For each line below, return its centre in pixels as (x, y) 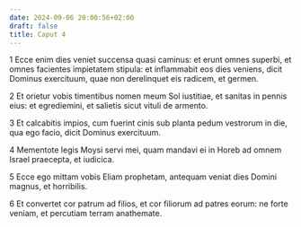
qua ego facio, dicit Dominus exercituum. (85, 133)
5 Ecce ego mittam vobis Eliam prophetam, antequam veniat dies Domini (143, 177)
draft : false (34, 26)
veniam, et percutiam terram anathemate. (86, 214)
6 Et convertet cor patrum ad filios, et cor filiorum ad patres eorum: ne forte (149, 204)
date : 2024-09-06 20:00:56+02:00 (72, 17)
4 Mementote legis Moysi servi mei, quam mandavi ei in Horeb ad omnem (146, 150)
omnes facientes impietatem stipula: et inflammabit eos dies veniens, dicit (146, 69)
